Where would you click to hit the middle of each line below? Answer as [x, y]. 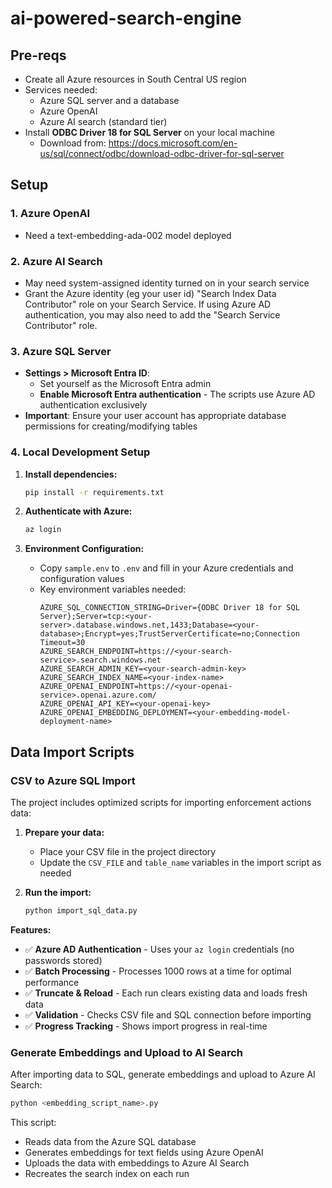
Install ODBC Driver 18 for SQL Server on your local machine [150, 132]
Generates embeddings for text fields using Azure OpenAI [144, 1153]
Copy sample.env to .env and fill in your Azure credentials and [166, 568]
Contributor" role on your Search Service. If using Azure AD [148, 304]
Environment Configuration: [84, 549]
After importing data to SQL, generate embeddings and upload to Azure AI [163, 1074]
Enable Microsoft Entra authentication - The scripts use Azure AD [177, 394]
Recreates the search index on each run [107, 1174]
